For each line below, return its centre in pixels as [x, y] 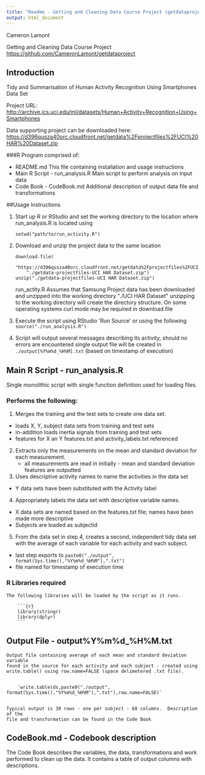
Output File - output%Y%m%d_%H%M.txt [89, 641]
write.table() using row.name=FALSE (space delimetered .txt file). [95, 671]
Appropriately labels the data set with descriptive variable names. [97, 500]
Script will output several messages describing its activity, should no [101, 338]
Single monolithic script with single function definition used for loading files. [102, 385]
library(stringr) [39, 611]
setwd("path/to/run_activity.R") [58, 235]
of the [15, 714]
